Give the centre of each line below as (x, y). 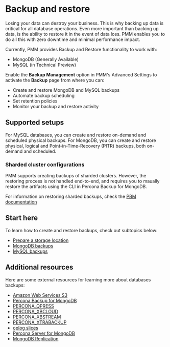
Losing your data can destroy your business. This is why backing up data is (84, 23)
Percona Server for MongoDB (44, 333)
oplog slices (25, 328)
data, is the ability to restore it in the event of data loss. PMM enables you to (85, 34)
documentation (21, 202)
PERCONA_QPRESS (33, 306)
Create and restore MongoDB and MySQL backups (66, 90)
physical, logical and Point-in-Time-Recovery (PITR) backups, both (76, 146)
